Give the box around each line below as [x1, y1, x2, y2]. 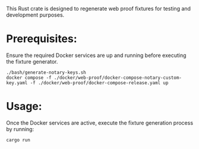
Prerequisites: [6, 32, 77, 46]
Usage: [6, 100, 43, 113]
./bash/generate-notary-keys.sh [6, 69, 86, 75]
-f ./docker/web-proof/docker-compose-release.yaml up [30, 80, 169, 85]
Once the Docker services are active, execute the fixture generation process [6, 119, 194, 126]
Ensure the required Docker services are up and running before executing [6, 52, 187, 59]
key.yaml [6, 80, 28, 85]
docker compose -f [6, 74, 52, 81]
